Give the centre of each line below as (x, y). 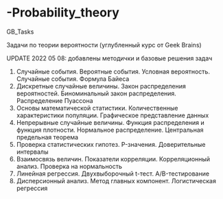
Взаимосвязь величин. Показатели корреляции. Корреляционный (113, 159)
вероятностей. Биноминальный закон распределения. (96, 93)
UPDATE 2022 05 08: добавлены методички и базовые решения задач (109, 58)
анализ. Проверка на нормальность (69, 166)
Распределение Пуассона (55, 100)
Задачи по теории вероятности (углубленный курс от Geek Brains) (104, 45)
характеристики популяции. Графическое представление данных (113, 115)
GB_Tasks (20, 32)
